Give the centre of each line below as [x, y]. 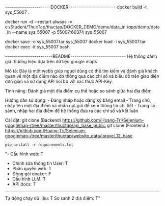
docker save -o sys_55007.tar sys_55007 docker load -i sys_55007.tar [75, 42]
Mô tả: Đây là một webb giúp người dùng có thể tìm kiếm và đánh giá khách [82, 71]
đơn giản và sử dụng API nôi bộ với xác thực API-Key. [59, 81]
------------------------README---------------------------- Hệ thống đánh [81, 56]
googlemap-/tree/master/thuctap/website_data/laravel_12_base [69, 136]
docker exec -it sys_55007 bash [37, 47]
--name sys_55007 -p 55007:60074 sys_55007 [59, 32]
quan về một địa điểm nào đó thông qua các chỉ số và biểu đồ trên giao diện [82, 76]
